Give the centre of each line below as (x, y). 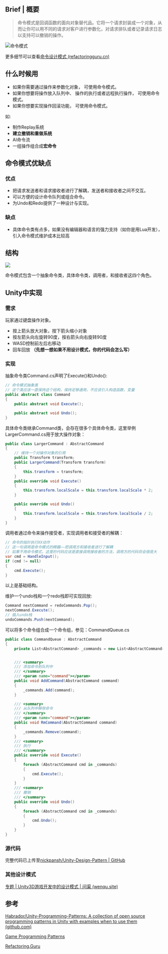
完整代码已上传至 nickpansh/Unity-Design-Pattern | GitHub (65, 860)
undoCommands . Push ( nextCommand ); (40, 620)
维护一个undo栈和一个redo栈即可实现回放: (49, 596)
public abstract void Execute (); (49, 404)
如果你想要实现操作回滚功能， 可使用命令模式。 (61, 105)
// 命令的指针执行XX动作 (27, 543)
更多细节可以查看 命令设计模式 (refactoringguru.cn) (57, 56)
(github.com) (18, 927)
